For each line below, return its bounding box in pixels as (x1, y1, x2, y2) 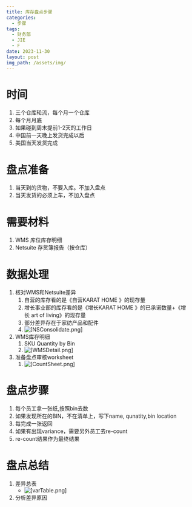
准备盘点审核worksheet (15, 353, 74, 361)
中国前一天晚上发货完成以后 (15, 132, 85, 139)
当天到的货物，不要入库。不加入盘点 (15, 184, 106, 191)
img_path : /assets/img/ (6, 60, 67, 66)
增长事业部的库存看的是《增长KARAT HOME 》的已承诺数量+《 (24, 304, 181, 311)
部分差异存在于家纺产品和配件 (24, 319, 99, 327)
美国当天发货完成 (15, 139, 58, 146)
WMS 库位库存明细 (15, 236, 62, 243)
